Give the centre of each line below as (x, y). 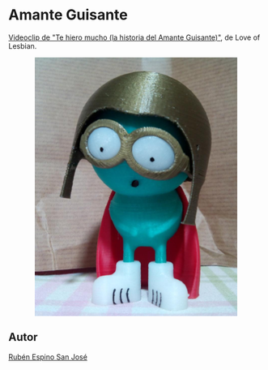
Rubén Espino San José (48, 357)
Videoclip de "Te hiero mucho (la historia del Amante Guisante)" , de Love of (134, 37)
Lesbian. (23, 45)
